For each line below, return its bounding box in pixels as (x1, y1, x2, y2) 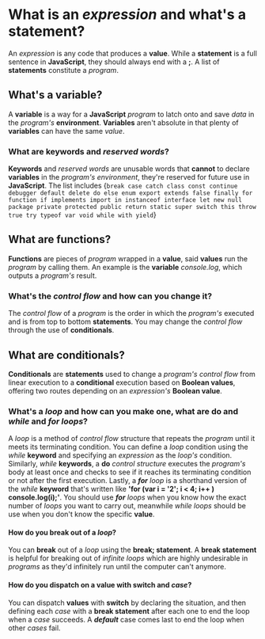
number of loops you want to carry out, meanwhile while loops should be (8, 501, 247, 511)
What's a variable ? (8, 89, 103, 102)
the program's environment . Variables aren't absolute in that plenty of (8, 117, 239, 127)
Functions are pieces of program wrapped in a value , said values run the (8, 253, 248, 263)
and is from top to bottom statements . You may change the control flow (8, 317, 243, 326)
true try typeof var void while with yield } (8, 210, 157, 219)
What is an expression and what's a (8, 6, 247, 24)
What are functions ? (8, 233, 112, 246)
